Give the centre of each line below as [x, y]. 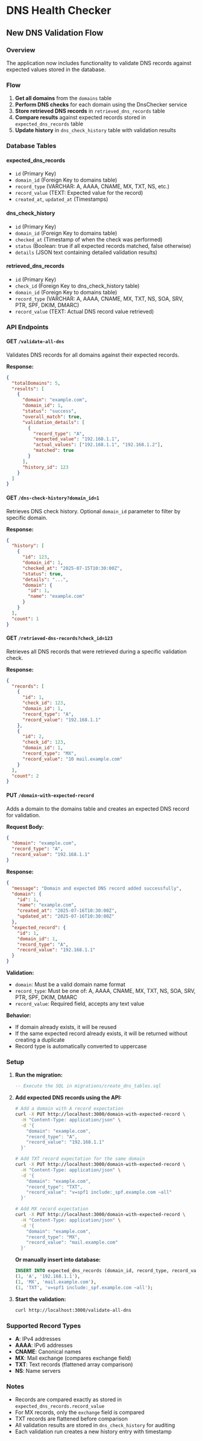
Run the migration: [39, 1075]
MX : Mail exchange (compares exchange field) [73, 1358]
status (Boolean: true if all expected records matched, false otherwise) [103, 245]
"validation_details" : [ [53, 422]
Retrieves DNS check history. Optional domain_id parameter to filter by [93, 511]
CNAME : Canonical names [48, 1351]
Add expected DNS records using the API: [68, 1098]
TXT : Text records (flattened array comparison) [74, 1364]
